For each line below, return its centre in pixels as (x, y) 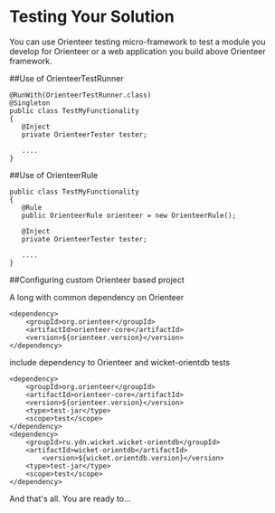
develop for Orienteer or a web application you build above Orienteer (138, 51)
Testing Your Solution (92, 17)
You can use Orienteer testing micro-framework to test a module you (137, 42)
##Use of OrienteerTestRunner (66, 78)
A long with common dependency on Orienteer (97, 297)
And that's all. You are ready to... (70, 499)
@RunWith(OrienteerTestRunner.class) (81, 95)
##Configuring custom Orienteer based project (97, 280)
